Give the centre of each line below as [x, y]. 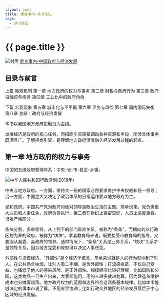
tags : [10, 19]
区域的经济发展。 [22, 294]
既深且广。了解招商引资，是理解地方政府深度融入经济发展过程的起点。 [76, 140]
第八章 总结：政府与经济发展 [33, 113]
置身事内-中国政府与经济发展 [48, 61]
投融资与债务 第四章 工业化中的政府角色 [45, 97]
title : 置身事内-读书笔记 [29, 14]
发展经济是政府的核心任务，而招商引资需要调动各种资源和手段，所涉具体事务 [82, 134]
